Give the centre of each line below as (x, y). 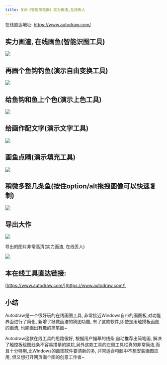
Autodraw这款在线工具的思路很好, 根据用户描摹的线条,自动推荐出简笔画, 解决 (83, 338)
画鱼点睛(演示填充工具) (40, 157)
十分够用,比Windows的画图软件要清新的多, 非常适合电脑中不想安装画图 (82, 351)
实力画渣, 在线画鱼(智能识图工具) (55, 42)
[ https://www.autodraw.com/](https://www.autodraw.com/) (65, 286)
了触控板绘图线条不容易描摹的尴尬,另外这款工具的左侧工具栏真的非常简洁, (81, 345)
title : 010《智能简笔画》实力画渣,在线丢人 (45, 10)
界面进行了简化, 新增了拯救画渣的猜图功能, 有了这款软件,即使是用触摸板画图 (82, 321)
